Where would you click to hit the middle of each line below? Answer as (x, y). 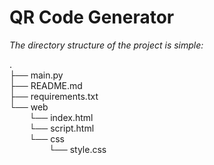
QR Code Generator (92, 17)
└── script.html (61, 128)
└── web (29, 107)
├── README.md (46, 85)
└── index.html (61, 117)
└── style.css (77, 149)
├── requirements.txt (54, 96)
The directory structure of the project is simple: (106, 45)
